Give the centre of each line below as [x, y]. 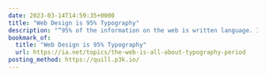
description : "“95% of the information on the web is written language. [131, 30]
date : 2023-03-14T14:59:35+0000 [61, 15]
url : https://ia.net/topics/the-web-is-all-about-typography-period [131, 52]
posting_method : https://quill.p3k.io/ [74, 60]
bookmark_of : [30, 38]
